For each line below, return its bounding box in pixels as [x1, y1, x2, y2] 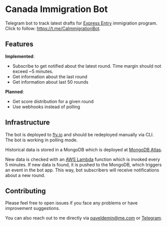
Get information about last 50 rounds [12, 79, 88, 85]
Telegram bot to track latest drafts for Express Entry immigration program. [5, 20, 157, 26]
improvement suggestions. [5, 205, 60, 211]
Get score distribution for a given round [12, 98, 94, 104]
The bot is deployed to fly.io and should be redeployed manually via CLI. [5, 131, 154, 137]
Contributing [5, 186, 46, 195]
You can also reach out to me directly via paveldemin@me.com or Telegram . [5, 215, 162, 221]
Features [5, 40, 33, 49]
